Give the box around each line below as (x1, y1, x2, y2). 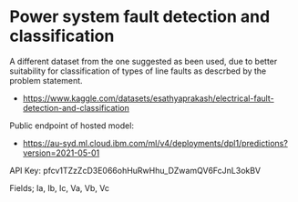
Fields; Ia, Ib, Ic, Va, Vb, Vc (9, 182, 109, 193)
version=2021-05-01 (22, 147, 100, 158)
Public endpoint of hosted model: (9, 120, 135, 131)
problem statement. (9, 75, 84, 86)
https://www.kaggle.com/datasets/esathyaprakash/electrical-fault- (22, 93, 275, 104)
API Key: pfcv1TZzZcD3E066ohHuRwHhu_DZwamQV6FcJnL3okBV (9, 165, 262, 176)
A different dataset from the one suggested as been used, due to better (9, 56, 278, 66)
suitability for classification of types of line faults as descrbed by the (9, 66, 267, 76)
